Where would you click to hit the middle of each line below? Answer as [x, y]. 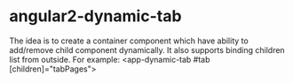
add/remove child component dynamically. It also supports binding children [147, 49]
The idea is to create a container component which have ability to [129, 41]
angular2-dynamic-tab [95, 16]
